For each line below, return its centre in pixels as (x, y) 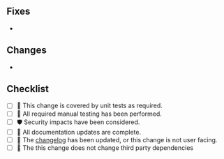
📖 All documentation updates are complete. (79, 132)
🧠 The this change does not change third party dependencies (105, 147)
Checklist (28, 89)
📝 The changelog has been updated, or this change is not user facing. (117, 139)
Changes (27, 51)
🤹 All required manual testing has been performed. (89, 114)
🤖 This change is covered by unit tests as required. (90, 106)
